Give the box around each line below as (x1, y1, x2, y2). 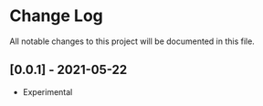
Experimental (22, 86, 73, 97)
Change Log (9, 5, 103, 26)
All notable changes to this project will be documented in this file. (9, 36, 256, 47)
